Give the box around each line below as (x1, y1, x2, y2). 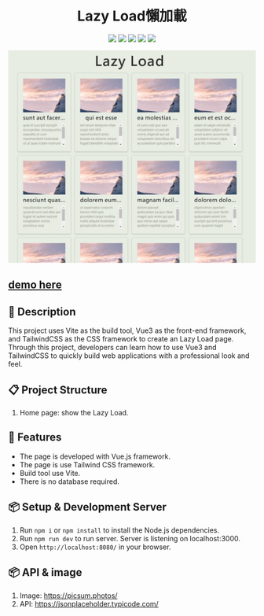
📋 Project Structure (8, 383, 108, 397)
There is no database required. (19, 477, 119, 486)
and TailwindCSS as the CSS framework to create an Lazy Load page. (8, 334, 234, 344)
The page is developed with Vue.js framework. (19, 452, 171, 461)
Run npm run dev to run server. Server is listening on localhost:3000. (19, 533, 241, 543)
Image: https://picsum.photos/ (19, 591, 118, 600)
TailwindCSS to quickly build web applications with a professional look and (8, 351, 250, 360)
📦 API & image (8, 566, 82, 579)
